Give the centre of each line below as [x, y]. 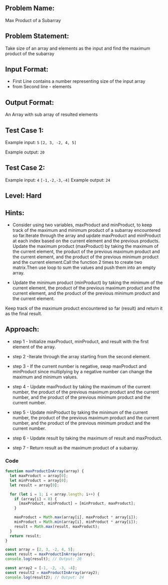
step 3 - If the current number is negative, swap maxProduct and [79, 366]
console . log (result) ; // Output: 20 [43, 559]
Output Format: [30, 102]
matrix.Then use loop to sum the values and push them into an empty [84, 267]
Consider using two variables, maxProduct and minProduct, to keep [82, 225]
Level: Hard [23, 196]
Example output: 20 [25, 152]
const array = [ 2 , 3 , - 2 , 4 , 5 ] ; [40, 550]
